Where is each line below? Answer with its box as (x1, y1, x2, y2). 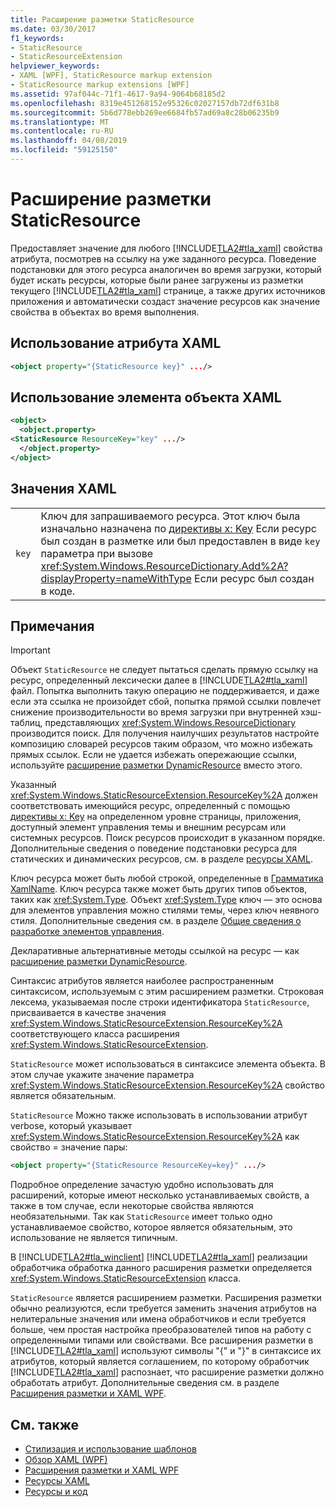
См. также (10, 1416, 80, 1433)
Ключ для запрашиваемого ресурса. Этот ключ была (40, 509, 301, 523)
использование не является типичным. (10, 1232, 178, 1244)
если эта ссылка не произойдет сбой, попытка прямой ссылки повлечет (10, 696, 322, 708)
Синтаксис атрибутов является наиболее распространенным (10, 975, 275, 987)
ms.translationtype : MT (10, 117, 110, 127)
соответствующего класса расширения (10, 1028, 180, 1040)
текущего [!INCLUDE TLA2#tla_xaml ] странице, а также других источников (10, 284, 326, 296)
